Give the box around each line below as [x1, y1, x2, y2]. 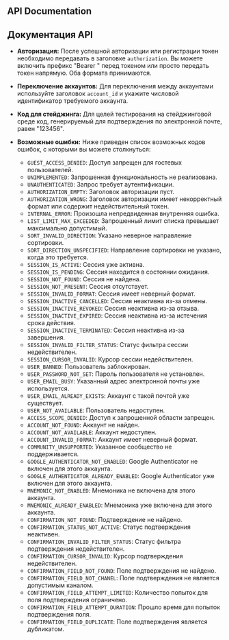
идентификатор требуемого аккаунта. [16, 97, 129, 105]
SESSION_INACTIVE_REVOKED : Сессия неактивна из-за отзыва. [27, 305, 200, 313]
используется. [27, 384, 70, 393]
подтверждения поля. [27, 611, 92, 619]
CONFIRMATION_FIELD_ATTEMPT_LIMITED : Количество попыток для [27, 589, 208, 597]
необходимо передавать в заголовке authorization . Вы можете [16, 54, 204, 62]
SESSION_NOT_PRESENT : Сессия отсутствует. [27, 283, 149, 291]
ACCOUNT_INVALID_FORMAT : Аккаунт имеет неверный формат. [27, 436, 198, 444]
